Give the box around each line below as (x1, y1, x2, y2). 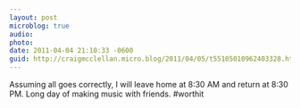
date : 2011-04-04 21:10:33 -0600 (9, 46, 134, 55)
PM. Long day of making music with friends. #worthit (9, 88, 204, 99)
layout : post (9, 12, 58, 22)
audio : (9, 29, 34, 38)
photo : (9, 37, 34, 47)
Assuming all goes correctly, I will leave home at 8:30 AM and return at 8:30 (9, 79, 288, 89)
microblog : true (9, 21, 70, 30)
